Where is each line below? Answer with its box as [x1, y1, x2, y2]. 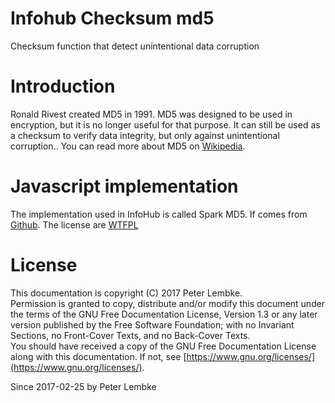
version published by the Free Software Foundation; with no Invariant [10, 318, 295, 331]
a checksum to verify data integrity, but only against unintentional [10, 129, 280, 141]
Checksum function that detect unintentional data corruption [10, 40, 260, 52]
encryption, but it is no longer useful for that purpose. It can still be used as [10, 118, 321, 131]
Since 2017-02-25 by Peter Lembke [10, 380, 157, 392]
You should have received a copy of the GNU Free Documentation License [10, 340, 317, 352]
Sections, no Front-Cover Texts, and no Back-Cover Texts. [10, 329, 251, 341]
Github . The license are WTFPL [10, 218, 139, 231]
